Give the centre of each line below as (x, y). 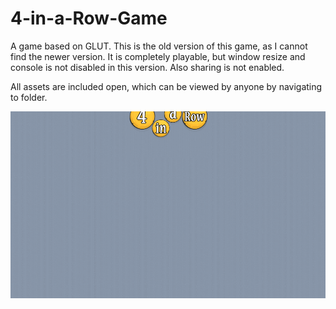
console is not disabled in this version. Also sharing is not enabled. (147, 67)
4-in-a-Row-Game (89, 18)
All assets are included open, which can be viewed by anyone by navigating (166, 86)
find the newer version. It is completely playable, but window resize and (158, 56)
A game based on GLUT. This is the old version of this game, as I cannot (159, 46)
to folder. (29, 97)
